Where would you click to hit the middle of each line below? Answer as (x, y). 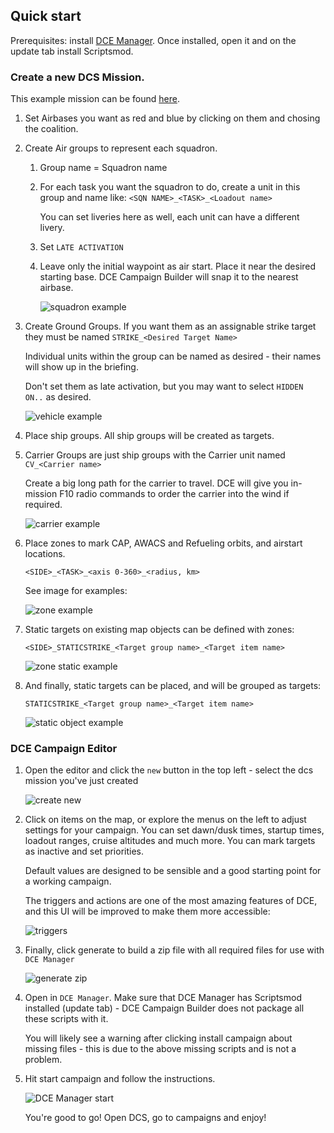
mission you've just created (81, 781)
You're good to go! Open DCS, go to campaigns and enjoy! (145, 1118)
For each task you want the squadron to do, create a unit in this (170, 187)
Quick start (46, 16)
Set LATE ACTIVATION (81, 247)
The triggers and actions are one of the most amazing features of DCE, (171, 901)
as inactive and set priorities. (84, 851)
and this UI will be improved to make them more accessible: (147, 911)
